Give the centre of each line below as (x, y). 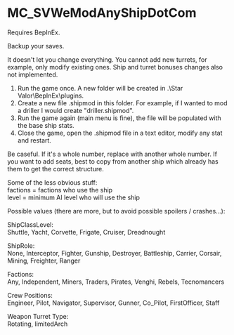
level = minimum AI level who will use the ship (74, 197)
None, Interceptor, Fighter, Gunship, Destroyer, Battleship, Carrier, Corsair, (115, 253)
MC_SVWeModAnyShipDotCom (102, 13)
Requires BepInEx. (34, 32)
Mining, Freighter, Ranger (44, 261)
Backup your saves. (36, 46)
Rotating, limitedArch (38, 324)
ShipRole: (21, 245)
